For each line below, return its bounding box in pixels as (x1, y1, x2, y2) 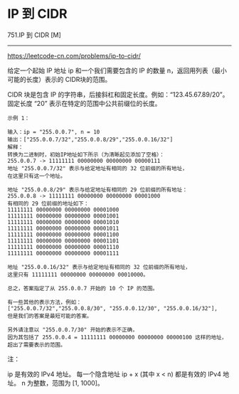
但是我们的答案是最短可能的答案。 (7, 312, 92, 319)
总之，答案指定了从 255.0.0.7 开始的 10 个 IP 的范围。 (7, 284, 159, 292)
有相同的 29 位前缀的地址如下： (7, 200, 90, 207)
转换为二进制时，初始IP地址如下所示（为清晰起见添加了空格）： (7, 151, 165, 158)
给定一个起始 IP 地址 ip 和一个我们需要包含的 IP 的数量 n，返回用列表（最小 (7, 66, 228, 75)
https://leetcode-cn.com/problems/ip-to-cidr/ (7, 51, 141, 60)
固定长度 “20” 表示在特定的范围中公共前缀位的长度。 (7, 99, 161, 107)
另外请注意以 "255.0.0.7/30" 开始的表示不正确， (7, 326, 138, 334)
